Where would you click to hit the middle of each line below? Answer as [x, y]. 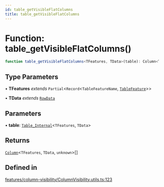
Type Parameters [32, 77]
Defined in [21, 168]
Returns [18, 140]
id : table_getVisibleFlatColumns [39, 10]
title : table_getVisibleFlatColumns [42, 14]
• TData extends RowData [30, 98]
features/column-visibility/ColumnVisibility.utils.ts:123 [59, 179]
